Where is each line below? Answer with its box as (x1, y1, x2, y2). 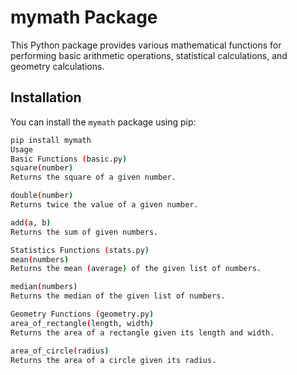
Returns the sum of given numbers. (10, 227, 159, 237)
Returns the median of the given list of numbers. (10, 291, 226, 301)
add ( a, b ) (10, 217, 52, 228)
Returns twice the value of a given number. (10, 200, 199, 210)
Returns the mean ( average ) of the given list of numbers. (10, 264, 262, 274)
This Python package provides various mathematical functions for (10, 39, 282, 51)
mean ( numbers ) (10, 254, 70, 265)
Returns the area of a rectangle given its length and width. (10, 327, 275, 338)
